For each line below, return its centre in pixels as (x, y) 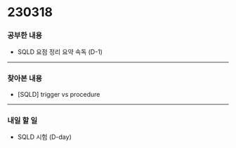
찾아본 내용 (25, 79)
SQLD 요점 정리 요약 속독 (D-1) (60, 52)
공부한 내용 (25, 36)
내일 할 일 (22, 120)
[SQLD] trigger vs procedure (59, 94)
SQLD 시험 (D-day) (44, 137)
